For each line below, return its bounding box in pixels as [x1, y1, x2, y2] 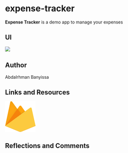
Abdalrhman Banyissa [5, 74, 49, 80]
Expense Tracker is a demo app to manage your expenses [5, 19, 123, 25]
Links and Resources [5, 88, 70, 96]
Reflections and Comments [5, 141, 90, 150]
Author [5, 61, 27, 69]
